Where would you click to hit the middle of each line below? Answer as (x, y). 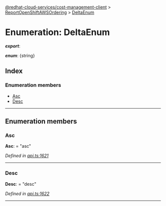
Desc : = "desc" (21, 184)
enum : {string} (20, 55)
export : (13, 46)
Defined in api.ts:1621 (27, 156)
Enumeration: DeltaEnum (58, 32)
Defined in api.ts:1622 (27, 193)
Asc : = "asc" (18, 146)
